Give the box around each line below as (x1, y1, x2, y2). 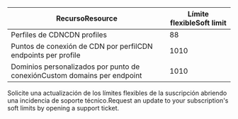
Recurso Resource (56, 13, 118, 23)
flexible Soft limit (169, 18, 227, 28)
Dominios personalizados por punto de (11, 62, 140, 72)
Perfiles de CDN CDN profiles (11, 30, 108, 40)
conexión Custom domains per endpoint (11, 71, 142, 80)
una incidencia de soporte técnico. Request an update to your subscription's (7, 96, 229, 105)
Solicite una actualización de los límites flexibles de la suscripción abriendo (7, 89, 227, 97)
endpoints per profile (11, 50, 81, 59)
